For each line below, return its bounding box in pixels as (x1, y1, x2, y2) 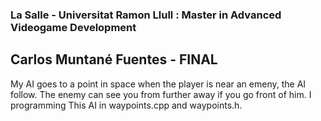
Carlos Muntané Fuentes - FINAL (10, 51, 218, 68)
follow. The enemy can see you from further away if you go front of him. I (10, 88, 312, 100)
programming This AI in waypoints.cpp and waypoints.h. (10, 99, 243, 111)
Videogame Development (10, 20, 137, 34)
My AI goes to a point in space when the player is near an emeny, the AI (10, 78, 307, 90)
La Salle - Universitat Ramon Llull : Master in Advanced (10, 8, 282, 22)
